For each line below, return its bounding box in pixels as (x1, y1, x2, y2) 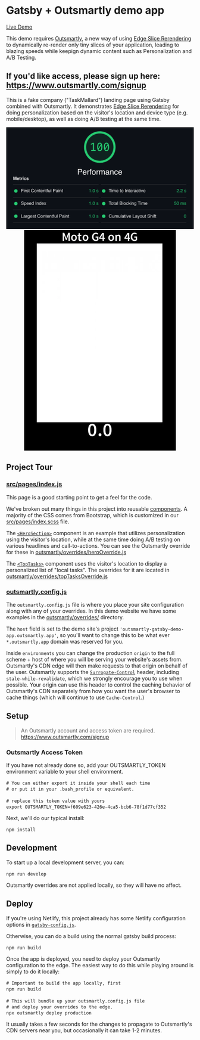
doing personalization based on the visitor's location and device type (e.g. (6, 108, 188, 116)
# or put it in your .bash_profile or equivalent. (6, 786, 135, 792)
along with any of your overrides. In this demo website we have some (6, 607, 177, 614)
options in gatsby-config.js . (6, 921, 76, 928)
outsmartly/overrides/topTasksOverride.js (6, 573, 108, 580)
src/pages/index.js (6, 480, 62, 489)
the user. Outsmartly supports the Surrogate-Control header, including (6, 668, 180, 675)
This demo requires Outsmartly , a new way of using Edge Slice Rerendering (6, 35, 192, 42)
